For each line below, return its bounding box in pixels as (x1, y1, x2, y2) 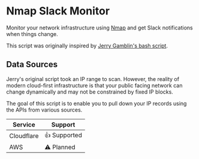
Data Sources (6, 59, 58, 70)
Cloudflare (9, 132, 39, 140)
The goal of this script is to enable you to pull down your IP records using (6, 100, 187, 107)
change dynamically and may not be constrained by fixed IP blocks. (6, 88, 174, 95)
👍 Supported (44, 131, 82, 139)
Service (13, 120, 35, 128)
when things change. (6, 30, 58, 37)
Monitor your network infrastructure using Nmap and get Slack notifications (6, 24, 193, 31)
